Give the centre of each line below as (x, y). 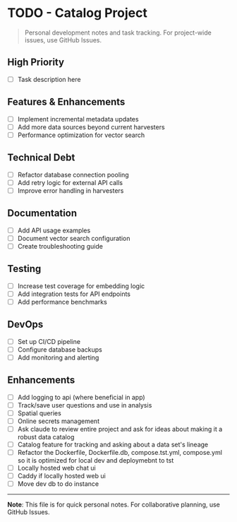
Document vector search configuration (74, 238)
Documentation (42, 213)
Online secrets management (59, 421)
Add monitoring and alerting (58, 357)
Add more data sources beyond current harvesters (91, 127)
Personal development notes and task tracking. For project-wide (118, 32)
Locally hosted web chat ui (57, 468)
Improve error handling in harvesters (71, 190)
